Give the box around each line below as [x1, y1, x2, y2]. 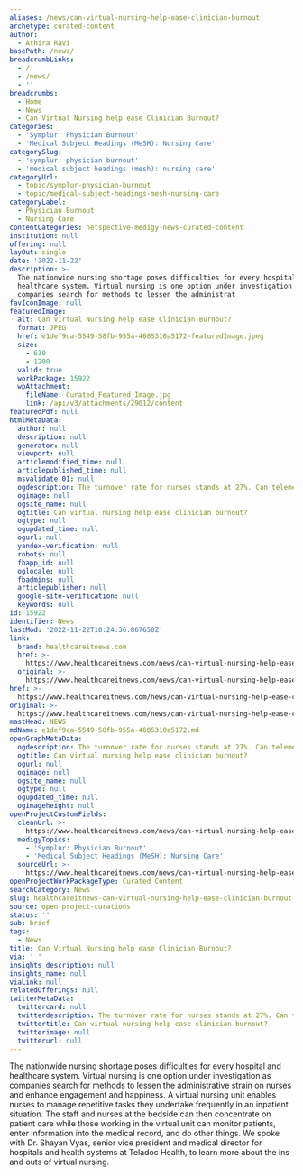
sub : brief [9, 919, 50, 928]
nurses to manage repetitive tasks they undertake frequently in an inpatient [9, 1099, 289, 1110]
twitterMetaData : [9, 994, 75, 1004]
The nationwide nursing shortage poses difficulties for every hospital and [9, 1061, 282, 1071]
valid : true [17, 365, 63, 374]
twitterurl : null [17, 1036, 83, 1045]
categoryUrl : [9, 172, 59, 181]
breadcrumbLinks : [9, 55, 75, 64]
